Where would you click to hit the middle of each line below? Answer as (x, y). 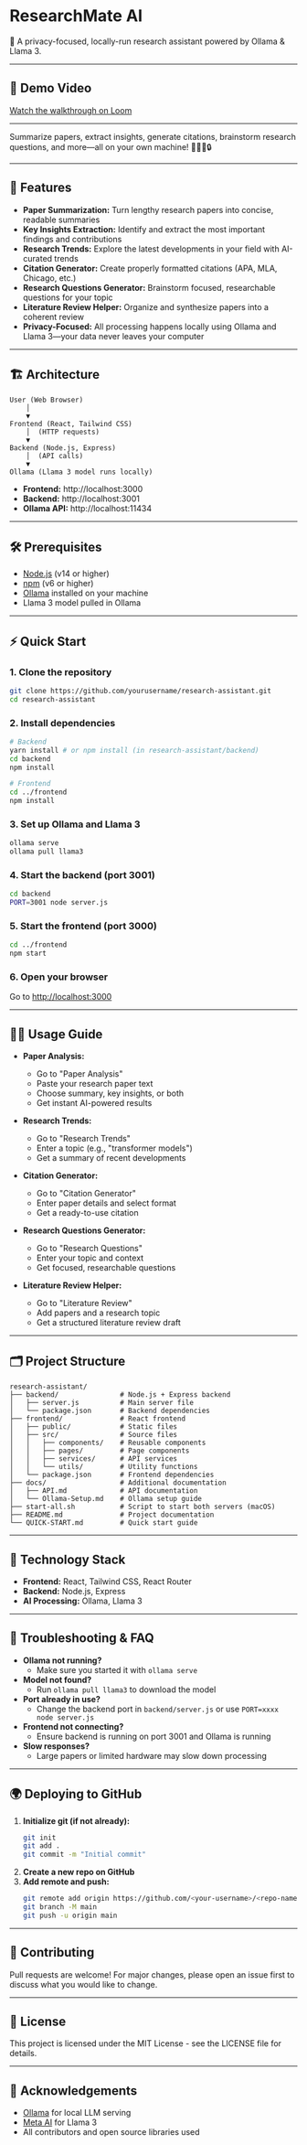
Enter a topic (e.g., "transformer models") (115, 1148)
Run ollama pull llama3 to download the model (126, 1689)
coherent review (53, 316)
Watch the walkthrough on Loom (71, 110)
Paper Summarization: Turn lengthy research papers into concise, (148, 209)
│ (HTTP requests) (63, 432)
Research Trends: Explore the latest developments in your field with (151, 249)
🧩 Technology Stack (68, 1559)
